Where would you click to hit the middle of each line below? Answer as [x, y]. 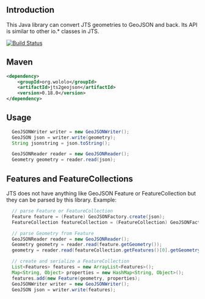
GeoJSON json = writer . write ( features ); [64, 290]
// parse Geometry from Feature [53, 233]
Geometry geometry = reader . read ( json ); [64, 160]
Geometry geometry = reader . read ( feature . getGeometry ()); [87, 245]
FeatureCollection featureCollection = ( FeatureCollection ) [90, 222]
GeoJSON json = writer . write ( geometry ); [64, 137]
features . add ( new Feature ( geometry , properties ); [76, 278]
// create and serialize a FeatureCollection [71, 261]
